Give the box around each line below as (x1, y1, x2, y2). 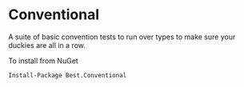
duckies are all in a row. (8, 40, 86, 49)
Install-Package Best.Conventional (8, 71, 127, 79)
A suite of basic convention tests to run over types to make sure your (8, 32, 236, 42)
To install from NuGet (8, 56, 78, 65)
